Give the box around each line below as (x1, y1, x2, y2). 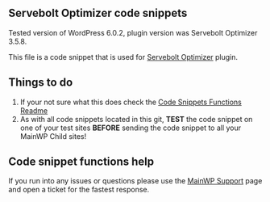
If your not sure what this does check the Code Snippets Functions (19, 97, 242, 107)
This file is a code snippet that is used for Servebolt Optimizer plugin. (8, 52, 239, 61)
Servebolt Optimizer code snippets (8, 6, 188, 20)
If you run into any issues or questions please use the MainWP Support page (8, 176, 263, 186)
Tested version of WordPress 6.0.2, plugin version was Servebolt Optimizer (8, 27, 258, 37)
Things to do (8, 76, 73, 90)
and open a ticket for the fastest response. (8, 185, 150, 195)
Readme (19, 105, 48, 116)
